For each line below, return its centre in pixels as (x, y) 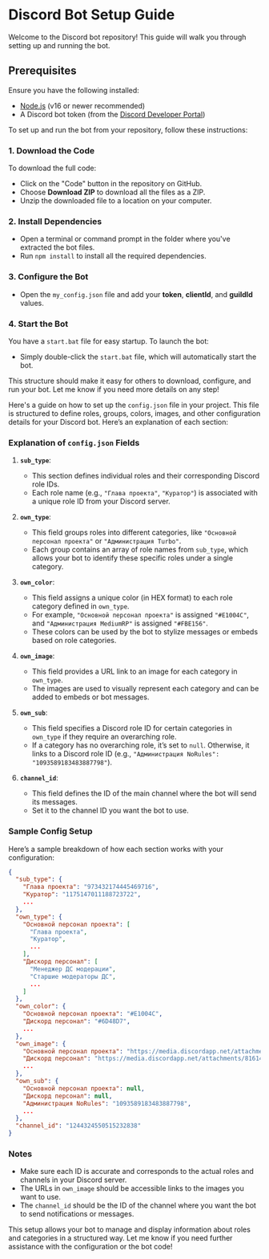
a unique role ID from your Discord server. (101, 501)
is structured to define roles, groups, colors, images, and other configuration (134, 413)
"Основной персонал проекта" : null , (84, 1088)
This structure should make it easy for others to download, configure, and (130, 381)
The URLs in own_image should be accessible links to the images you (132, 1188)
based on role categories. (74, 641)
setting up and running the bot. (59, 45)
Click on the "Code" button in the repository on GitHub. (111, 184)
